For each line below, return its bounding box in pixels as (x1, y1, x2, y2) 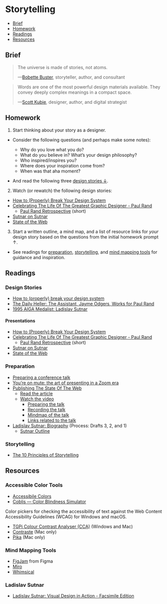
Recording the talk (27, 406, 66, 412)
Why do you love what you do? (20, 146, 85, 152)
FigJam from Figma (12, 558, 53, 564)
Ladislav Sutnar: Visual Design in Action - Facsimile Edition (12, 593, 134, 599)
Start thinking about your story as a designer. (12, 127, 107, 133)
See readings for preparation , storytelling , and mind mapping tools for (12, 249, 157, 255)
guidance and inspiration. (12, 254, 65, 260)
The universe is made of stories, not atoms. (17, 64, 108, 70)
